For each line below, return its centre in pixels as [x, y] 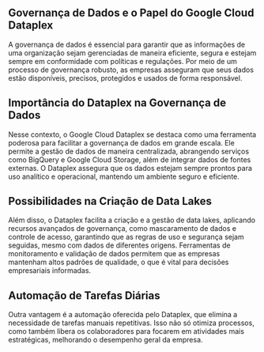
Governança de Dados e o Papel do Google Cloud [131, 13]
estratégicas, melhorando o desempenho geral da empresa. [106, 340]
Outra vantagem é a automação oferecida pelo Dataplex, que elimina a [123, 315]
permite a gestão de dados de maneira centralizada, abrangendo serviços [129, 151]
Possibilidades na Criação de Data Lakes [110, 201]
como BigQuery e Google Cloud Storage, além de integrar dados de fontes [130, 159]
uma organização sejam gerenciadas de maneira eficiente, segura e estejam [132, 53]
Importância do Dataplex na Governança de [117, 103]
